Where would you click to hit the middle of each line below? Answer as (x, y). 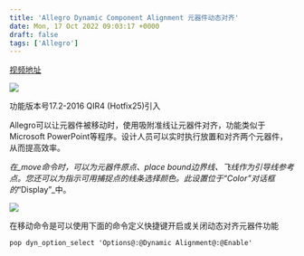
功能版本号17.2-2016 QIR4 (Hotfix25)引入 (85, 106)
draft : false (34, 34)
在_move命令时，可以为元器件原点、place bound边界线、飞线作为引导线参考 (152, 167)
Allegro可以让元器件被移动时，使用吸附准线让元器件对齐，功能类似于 (138, 125)
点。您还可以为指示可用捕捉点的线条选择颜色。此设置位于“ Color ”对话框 (142, 178)
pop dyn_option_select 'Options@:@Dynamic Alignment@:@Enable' (131, 243)
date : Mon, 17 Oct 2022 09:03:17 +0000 (85, 26)
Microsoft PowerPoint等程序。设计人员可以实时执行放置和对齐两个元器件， (148, 137)
